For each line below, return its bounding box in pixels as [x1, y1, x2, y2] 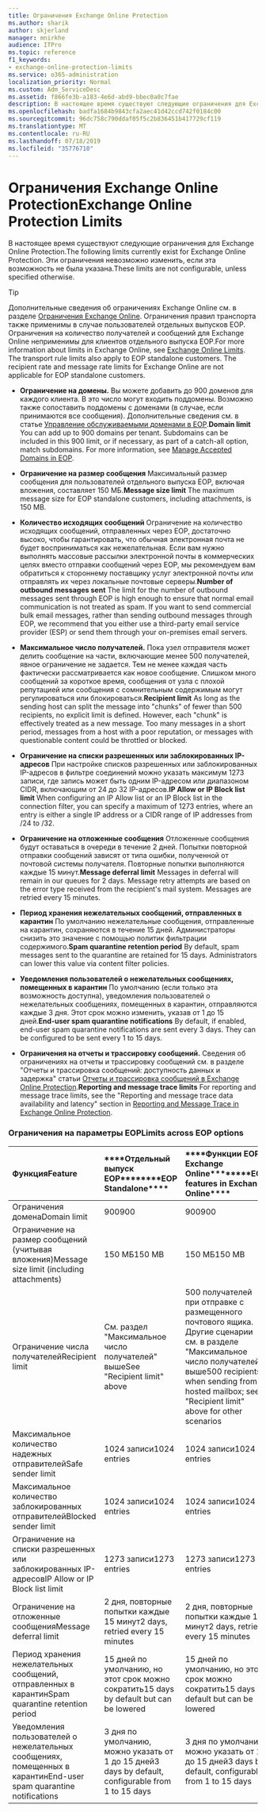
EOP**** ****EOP [104, 1172, 178, 1183]
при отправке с [184, 1296, 245, 1307]
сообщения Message [12, 1621, 90, 1632]
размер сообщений [12, 1233, 88, 1245]
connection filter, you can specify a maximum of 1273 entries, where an [19, 802, 253, 811]
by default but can [104, 1693, 172, 1704]
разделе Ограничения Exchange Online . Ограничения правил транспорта [8, 311, 256, 321]
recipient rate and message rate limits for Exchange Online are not [8, 362, 224, 371]
